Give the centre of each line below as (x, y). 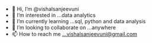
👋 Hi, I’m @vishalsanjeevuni (45, 9)
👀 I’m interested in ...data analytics (54, 15)
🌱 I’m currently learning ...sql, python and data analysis (79, 21)
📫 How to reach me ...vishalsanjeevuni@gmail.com (75, 34)
